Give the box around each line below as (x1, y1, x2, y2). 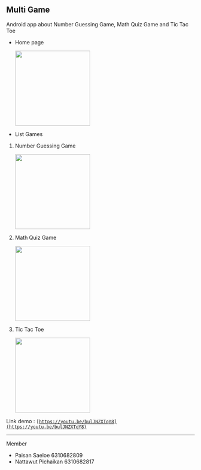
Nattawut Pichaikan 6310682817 (14, 458, 95, 465)
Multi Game (6, 5, 50, 15)
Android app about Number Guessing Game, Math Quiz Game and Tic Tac (6, 20, 188, 28)
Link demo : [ (6, 417, 39, 424)
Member (6, 440, 28, 447)
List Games (14, 130, 43, 137)
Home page (14, 38, 44, 46)
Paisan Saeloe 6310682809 (14, 451, 83, 459)
